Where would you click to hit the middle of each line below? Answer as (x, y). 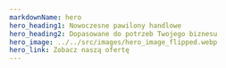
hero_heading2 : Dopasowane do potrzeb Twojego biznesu (113, 34)
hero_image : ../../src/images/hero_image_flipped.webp (113, 42)
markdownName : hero (46, 17)
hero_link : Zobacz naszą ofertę (69, 50)
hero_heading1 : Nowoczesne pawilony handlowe (95, 26)
